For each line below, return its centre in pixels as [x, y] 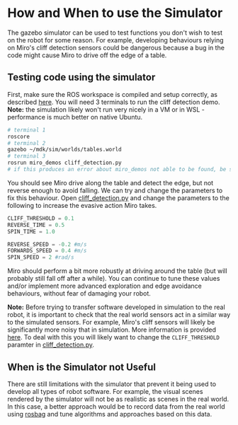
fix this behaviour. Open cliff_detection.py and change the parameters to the [119, 198]
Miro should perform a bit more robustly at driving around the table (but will [118, 271]
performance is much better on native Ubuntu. [75, 117]
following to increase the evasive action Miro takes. [82, 205]
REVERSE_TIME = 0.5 [36, 225]
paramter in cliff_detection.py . [51, 345]
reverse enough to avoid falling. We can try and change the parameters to [115, 190]
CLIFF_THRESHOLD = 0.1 [41, 218]
